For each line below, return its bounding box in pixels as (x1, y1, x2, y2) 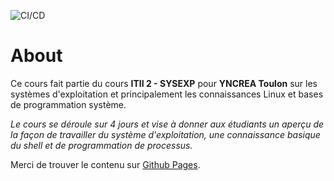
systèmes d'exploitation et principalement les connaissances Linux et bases (10, 88, 324, 100)
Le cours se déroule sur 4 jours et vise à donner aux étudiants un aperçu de (10, 118, 325, 130)
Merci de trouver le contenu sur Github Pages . (10, 158, 201, 170)
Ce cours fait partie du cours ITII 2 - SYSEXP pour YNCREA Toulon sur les (10, 77, 318, 89)
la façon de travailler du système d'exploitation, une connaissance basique (10, 128, 321, 140)
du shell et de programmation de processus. (10, 139, 193, 151)
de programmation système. (10, 98, 127, 110)
